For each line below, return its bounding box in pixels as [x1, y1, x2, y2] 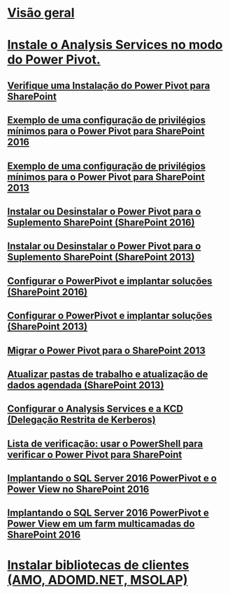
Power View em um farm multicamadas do [7, 518, 195, 530]
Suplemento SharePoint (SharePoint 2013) [7, 251, 195, 263]
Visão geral [7, 5, 75, 21]
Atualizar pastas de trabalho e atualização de [7, 368, 208, 380]
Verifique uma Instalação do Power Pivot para [7, 79, 210, 92]
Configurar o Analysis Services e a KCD [7, 403, 184, 415]
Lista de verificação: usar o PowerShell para [7, 437, 203, 449]
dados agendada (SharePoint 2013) [7, 379, 164, 391]
